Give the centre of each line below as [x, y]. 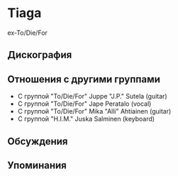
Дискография [40, 55]
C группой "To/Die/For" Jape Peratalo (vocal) [84, 104]
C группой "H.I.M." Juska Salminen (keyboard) [86, 119]
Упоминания [37, 165]
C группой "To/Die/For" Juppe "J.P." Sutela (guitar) [93, 97]
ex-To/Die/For [28, 33]
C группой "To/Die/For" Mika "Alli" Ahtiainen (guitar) [94, 111]
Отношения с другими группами [84, 79]
